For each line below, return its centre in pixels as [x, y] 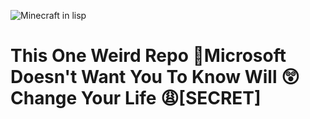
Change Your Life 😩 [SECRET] [136, 98]
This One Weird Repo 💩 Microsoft [148, 56]
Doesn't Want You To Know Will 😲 [155, 77]
